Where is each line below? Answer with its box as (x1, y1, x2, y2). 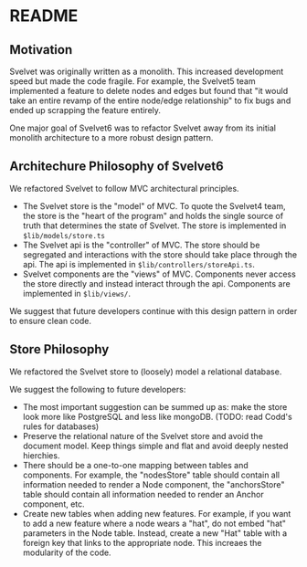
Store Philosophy (9, 341, 110, 357)
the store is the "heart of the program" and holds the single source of (22, 210, 284, 221)
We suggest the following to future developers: (9, 383, 186, 394)
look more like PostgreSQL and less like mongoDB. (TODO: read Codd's (22, 411, 292, 422)
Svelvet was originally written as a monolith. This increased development (9, 66, 284, 77)
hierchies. (22, 449, 60, 461)
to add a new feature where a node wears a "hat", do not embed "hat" (22, 518, 286, 529)
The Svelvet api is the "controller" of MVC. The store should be (22, 239, 260, 250)
